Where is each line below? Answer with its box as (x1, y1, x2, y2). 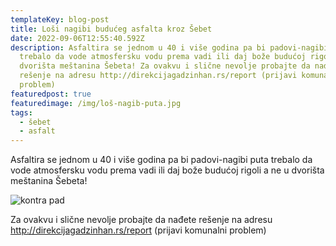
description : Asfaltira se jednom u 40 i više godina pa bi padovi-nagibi (10, 42, 329, 53)
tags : (10, 107, 33, 118)
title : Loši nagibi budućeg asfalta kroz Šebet (10, 24, 213, 34)
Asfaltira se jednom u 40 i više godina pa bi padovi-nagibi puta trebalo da (10, 154, 313, 166)
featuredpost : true (10, 89, 92, 99)
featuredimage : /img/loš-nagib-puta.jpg (10, 98, 182, 108)
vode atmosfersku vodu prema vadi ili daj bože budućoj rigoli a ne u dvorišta (10, 164, 325, 176)
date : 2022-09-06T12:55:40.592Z (10, 33, 145, 43)
